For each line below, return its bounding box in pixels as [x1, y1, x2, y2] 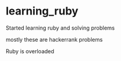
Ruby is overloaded [5, 47, 54, 55]
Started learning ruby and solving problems [5, 24, 115, 31]
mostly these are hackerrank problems [5, 36, 103, 43]
